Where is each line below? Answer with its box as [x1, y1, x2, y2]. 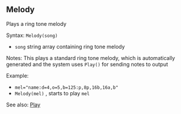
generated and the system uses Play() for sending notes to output [6, 61, 169, 68]
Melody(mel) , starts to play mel [14, 89, 90, 96]
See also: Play [6, 101, 41, 108]
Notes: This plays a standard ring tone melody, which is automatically [6, 54, 176, 61]
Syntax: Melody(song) [6, 32, 58, 39]
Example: [6, 72, 29, 79]
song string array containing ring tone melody [14, 43, 125, 50]
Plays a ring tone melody [6, 20, 67, 27]
